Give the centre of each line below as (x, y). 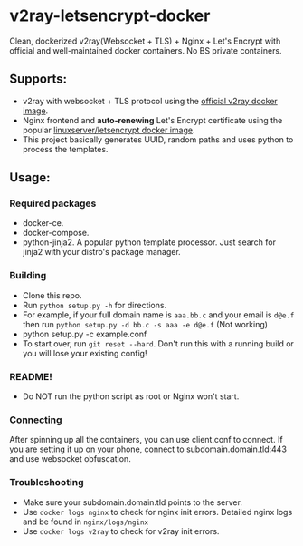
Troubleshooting (47, 483)
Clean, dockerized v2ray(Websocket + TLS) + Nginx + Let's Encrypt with (145, 41)
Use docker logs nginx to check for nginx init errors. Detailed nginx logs (157, 512)
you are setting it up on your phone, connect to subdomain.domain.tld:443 (148, 449)
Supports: (38, 79)
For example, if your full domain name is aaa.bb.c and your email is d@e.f (158, 315)
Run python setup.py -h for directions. (95, 305)
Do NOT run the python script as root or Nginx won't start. (131, 396)
